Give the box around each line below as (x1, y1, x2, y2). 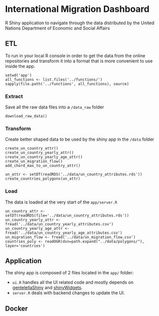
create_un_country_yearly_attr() (5, 150, 74, 156)
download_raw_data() (5, 114, 48, 119)
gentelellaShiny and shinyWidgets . (12, 285, 83, 291)
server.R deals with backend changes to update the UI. (12, 290, 125, 296)
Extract (5, 93, 23, 100)
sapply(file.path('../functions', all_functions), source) (5, 81, 129, 86)
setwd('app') (5, 73, 32, 78)
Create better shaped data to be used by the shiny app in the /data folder (5, 136, 155, 142)
